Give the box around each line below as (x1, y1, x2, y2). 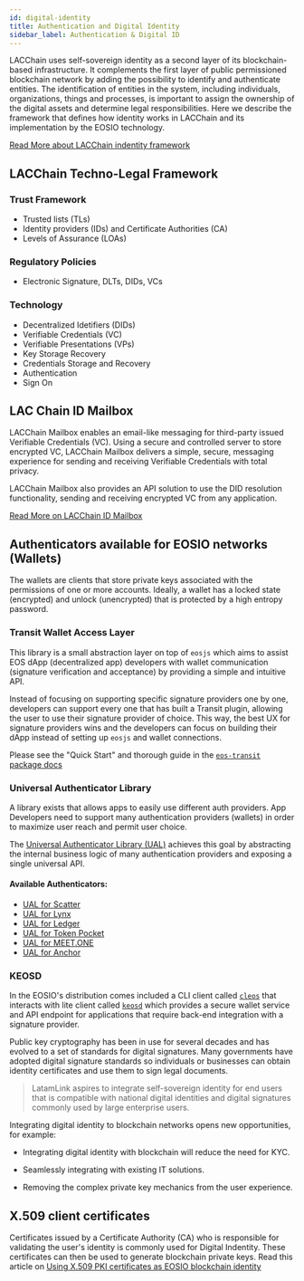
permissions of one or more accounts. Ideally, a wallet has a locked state (9, 585, 281, 596)
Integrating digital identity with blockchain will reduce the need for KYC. (22, 1147, 290, 1158)
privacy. (9, 465, 40, 476)
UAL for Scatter (22, 899, 81, 910)
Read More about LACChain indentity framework (9, 139, 191, 150)
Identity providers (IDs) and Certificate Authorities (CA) (22, 224, 228, 234)
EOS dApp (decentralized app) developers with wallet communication (9, 656, 269, 667)
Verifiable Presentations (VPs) (22, 339, 135, 349)
